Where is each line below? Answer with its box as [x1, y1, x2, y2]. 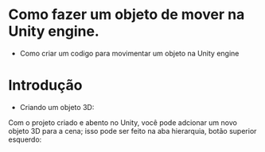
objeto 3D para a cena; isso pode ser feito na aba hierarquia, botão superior [8, 126, 257, 135]
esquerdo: [8, 135, 42, 144]
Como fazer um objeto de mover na [8, 6, 245, 24]
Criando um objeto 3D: [19, 102, 95, 112]
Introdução [8, 77, 83, 94]
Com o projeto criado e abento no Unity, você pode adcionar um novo [8, 117, 237, 127]
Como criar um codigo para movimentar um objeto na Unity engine [19, 48, 240, 58]
